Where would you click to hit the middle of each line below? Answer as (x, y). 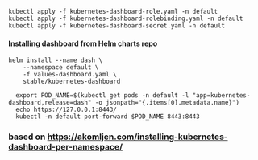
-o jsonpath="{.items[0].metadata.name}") (167, 103)
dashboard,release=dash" (50, 103)
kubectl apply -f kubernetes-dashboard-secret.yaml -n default (117, 26)
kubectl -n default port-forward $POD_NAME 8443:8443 (108, 117)
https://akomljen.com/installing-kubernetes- (137, 137)
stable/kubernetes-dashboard (72, 82)
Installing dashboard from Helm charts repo (83, 43)
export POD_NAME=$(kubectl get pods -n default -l (102, 96)
